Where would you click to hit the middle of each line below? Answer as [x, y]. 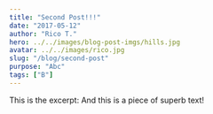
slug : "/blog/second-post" [59, 58]
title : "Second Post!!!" [55, 17]
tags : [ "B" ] [31, 75]
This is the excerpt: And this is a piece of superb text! [107, 100]
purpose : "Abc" [37, 67]
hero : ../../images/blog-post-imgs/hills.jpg [95, 42]
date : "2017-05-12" [45, 26]
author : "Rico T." [43, 34]
